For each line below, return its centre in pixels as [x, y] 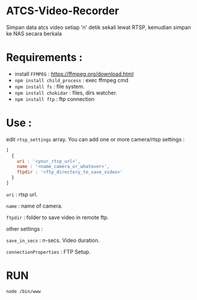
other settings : [25, 228]
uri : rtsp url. [22, 194]
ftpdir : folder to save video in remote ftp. [58, 217]
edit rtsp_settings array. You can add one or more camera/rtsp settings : [96, 139]
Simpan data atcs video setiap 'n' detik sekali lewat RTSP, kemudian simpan [98, 27]
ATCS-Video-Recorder [63, 11]
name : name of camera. [35, 206]
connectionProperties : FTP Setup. [48, 251]
